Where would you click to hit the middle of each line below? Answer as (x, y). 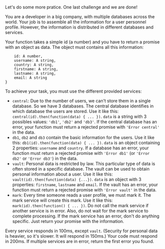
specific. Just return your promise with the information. (68, 221)
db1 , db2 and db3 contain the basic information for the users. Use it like (83, 137)
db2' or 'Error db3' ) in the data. (45, 158)
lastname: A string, (35, 73)
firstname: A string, (36, 69)
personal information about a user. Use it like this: (63, 174)
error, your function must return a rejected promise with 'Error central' (86, 127)
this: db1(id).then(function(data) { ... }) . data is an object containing (86, 143)
